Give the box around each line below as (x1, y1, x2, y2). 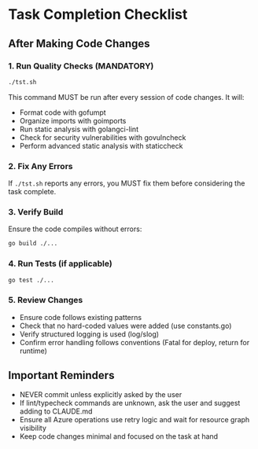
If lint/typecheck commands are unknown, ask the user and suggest (19, 398, 241, 407)
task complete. (8, 187, 57, 197)
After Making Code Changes (8, 37, 151, 50)
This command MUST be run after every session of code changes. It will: (8, 92, 245, 101)
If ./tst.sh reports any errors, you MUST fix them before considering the (8, 178, 245, 188)
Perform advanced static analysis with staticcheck (19, 141, 183, 150)
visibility (19, 423, 47, 432)
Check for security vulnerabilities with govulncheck (19, 132, 186, 142)
